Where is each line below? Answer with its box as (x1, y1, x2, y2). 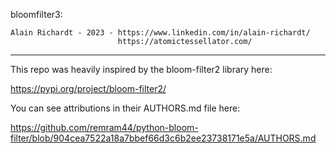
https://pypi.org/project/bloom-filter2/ (10, 83, 167, 94)
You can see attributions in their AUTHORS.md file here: (10, 102, 241, 114)
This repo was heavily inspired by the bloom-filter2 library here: (10, 64, 273, 75)
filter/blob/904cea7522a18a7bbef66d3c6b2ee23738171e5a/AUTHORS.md (10, 132, 317, 144)
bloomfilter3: (10, 9, 63, 20)
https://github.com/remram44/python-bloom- (10, 122, 199, 133)
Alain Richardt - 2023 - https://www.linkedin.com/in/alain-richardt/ (10, 28, 311, 38)
